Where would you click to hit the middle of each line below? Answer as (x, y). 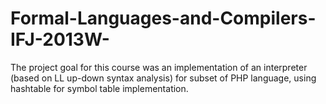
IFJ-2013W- (60, 39)
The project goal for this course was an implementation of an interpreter (159, 67)
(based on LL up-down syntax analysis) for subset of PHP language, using (163, 78)
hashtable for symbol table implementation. (99, 88)
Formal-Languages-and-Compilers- (163, 18)
